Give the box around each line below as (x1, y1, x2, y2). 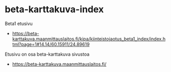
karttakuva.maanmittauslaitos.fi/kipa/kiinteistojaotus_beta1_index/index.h (12, 36, 166, 42)
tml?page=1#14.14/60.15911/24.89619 (12, 41, 90, 47)
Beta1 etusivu (5, 20, 33, 27)
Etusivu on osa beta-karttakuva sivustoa (5, 51, 90, 57)
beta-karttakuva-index (5, 4, 104, 15)
